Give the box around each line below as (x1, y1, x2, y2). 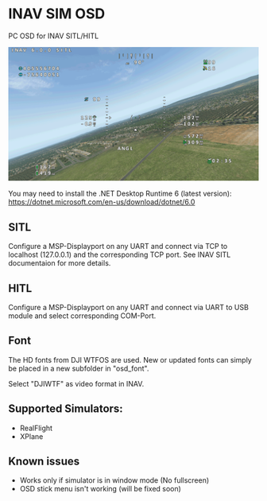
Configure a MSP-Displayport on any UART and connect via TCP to (8, 242, 228, 251)
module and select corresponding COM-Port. (8, 311, 157, 320)
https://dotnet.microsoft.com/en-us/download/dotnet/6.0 (8, 197, 195, 207)
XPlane (19, 431, 44, 441)
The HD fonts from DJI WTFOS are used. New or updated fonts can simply (8, 355, 252, 364)
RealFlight (19, 423, 53, 433)
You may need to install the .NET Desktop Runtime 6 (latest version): (8, 188, 232, 199)
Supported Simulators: (8, 402, 123, 416)
